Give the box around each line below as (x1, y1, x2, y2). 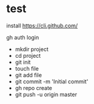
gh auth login (6, 33, 39, 41)
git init (15, 58, 31, 66)
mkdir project (15, 45, 49, 53)
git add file (15, 71, 42, 78)
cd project (15, 52, 41, 59)
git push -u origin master (15, 91, 78, 98)
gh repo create (15, 84, 53, 91)
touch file (15, 64, 39, 72)
